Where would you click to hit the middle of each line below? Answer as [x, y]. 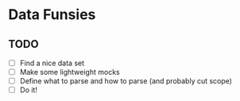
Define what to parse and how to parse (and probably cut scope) [126, 81]
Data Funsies [52, 15]
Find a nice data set [52, 63]
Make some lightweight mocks [70, 72]
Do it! [29, 90]
